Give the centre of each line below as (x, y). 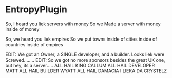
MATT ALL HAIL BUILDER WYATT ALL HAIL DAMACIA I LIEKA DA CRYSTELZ (86, 71)
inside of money (22, 29)
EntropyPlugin (36, 9)
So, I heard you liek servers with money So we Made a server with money (83, 24)
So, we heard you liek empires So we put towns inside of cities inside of (81, 39)
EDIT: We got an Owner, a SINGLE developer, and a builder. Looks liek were (85, 54)
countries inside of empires (34, 44)
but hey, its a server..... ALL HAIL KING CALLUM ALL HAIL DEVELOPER (80, 65)
